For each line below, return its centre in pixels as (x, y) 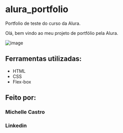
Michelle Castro (25, 112)
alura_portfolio (37, 9)
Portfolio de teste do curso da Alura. (43, 23)
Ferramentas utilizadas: (44, 59)
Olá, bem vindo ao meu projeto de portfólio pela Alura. (62, 33)
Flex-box (22, 81)
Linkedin (16, 125)
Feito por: (21, 98)
